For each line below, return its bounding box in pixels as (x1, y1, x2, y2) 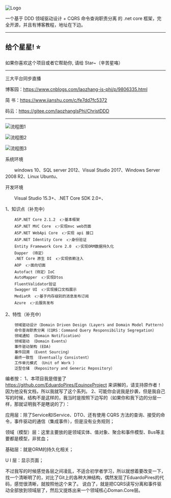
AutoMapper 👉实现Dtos (14, 275, 64, 280)
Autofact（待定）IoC (14, 269, 55, 274)
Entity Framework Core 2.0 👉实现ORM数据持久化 (14, 244, 115, 249)
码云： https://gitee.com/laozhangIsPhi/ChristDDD (5, 108, 109, 114)
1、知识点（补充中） (5, 206, 47, 212)
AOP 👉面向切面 (14, 263, 46, 268)
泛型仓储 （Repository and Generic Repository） (14, 366, 115, 371)
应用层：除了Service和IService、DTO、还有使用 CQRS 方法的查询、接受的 (5, 412, 161, 418)
